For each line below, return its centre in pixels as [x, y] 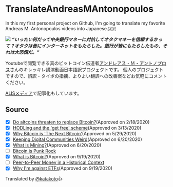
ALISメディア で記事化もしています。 [44, 93]
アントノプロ [153, 63]
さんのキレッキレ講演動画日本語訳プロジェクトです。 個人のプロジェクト [87, 69]
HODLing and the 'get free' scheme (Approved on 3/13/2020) [77, 128]
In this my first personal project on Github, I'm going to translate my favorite [85, 23]
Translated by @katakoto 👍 [34, 179]
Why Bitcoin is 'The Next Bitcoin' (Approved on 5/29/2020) [75, 133]
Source [17, 110]
